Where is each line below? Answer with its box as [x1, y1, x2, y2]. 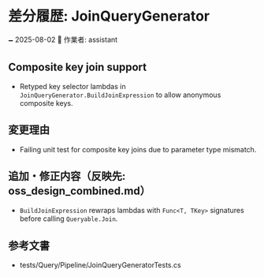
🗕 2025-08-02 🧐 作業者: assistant [8, 35, 118, 44]
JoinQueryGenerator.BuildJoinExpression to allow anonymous [19, 90, 221, 99]
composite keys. [19, 98, 73, 107]
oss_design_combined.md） [8, 184, 151, 197]
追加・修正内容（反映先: [8, 169, 126, 182]
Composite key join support [8, 61, 147, 74]
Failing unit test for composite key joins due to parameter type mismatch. [19, 144, 257, 154]
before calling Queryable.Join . [19, 214, 118, 223]
